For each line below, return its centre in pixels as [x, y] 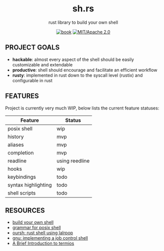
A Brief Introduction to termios [43, 244]
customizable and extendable [42, 64]
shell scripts [22, 193]
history [16, 137]
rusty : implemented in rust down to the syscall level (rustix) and [77, 75]
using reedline [73, 160]
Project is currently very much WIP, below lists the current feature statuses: [82, 108]
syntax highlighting [30, 185]
